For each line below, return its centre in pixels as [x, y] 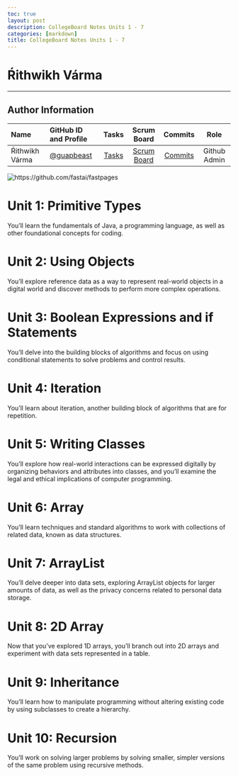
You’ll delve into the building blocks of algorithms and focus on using [108, 352]
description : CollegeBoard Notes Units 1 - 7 [75, 27]
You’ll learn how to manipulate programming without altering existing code [116, 702]
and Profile [68, 139]
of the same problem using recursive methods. [75, 765]
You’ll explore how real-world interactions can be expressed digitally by [112, 463]
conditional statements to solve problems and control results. [96, 359]
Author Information [51, 110]
